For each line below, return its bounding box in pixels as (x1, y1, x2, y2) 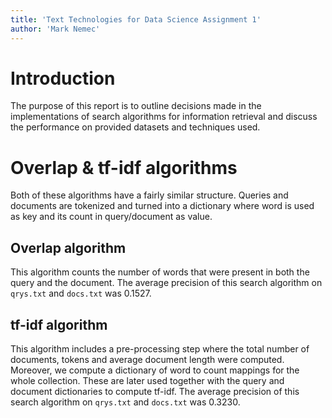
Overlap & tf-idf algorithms (10, 156, 238, 179)
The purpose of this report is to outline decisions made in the (10, 100, 262, 112)
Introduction (10, 67, 116, 90)
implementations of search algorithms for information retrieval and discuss (10, 111, 318, 123)
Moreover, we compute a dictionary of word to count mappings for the (10, 364, 300, 376)
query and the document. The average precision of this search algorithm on (10, 277, 323, 289)
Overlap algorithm (10, 239, 127, 256)
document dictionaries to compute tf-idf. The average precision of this (10, 386, 300, 397)
